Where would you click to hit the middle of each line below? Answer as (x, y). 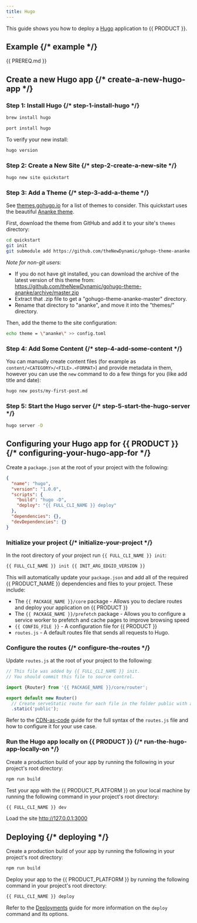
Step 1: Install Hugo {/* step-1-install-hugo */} (73, 105)
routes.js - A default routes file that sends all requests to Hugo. (92, 632)
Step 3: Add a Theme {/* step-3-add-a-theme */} (78, 192)
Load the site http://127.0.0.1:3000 (47, 818)
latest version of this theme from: (55, 280)
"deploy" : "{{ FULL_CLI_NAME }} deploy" (67, 506)
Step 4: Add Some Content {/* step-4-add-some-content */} (94, 348)
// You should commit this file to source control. (70, 677)
